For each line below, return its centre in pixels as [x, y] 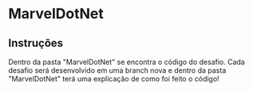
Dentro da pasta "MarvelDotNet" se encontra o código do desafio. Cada [126, 62]
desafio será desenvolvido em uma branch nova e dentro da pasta [117, 70]
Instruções [36, 43]
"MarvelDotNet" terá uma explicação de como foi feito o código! [114, 79]
